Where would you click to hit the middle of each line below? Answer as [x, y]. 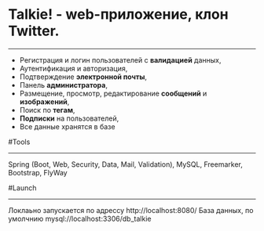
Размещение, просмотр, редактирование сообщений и [113, 93]
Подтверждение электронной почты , [83, 77]
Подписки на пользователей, [69, 118]
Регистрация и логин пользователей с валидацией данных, [120, 60]
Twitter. [34, 31]
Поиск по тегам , [47, 110]
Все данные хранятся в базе [67, 126]
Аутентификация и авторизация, [73, 68]
